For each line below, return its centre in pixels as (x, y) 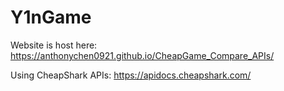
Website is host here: (54, 45)
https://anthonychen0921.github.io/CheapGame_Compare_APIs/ (142, 55)
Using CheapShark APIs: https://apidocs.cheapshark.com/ (131, 75)
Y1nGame (51, 17)
